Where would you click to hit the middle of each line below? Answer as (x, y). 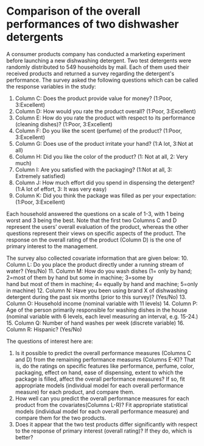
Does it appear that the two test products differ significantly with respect (106, 424)
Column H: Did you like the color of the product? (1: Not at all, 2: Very (101, 156)
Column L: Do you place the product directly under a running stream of (95, 264)
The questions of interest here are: (50, 341)
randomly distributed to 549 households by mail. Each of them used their (98, 67)
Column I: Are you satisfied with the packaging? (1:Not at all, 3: (93, 170)
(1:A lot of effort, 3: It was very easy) (61, 189)
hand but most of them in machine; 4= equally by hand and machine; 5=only (102, 284)
